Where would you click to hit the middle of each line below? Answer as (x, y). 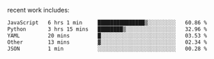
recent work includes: (38, 10)
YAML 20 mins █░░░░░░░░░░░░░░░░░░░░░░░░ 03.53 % (107, 35)
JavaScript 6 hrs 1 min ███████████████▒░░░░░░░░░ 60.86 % (107, 23)
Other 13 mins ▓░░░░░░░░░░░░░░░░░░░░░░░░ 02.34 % (107, 42)
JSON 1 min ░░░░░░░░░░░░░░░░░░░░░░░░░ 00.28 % (107, 49)
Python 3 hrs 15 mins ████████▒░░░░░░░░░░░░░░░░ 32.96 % (107, 29)
